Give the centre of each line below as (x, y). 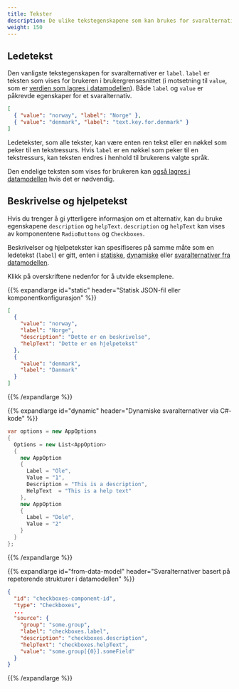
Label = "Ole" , (49, 471)
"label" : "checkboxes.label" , (65, 631)
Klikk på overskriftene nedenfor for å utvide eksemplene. (91, 276)
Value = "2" (44, 524)
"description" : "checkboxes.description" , (84, 638)
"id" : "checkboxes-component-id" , (65, 599)
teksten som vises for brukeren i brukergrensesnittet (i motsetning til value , (117, 81)
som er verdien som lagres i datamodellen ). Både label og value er (106, 88)
